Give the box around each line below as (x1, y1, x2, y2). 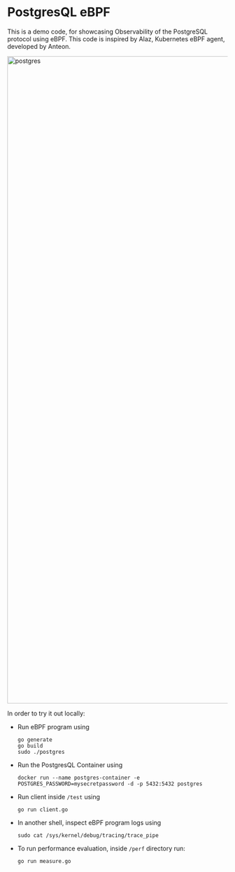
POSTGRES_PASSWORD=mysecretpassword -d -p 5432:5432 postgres (17, 780, 203, 787)
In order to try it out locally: (7, 709, 85, 717)
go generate (17, 736, 52, 743)
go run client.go (17, 806, 69, 813)
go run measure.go (17, 857, 71, 864)
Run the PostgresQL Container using (17, 760, 123, 769)
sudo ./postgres (17, 748, 65, 755)
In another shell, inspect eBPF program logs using (17, 818, 162, 827)
